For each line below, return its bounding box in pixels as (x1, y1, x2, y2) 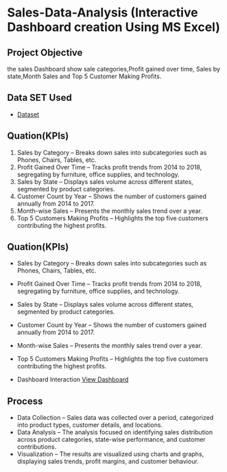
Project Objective (7, 47, 83, 58)
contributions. (16, 442, 57, 451)
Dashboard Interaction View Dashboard (16, 375, 129, 383)
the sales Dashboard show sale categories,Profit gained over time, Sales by (7, 65, 221, 73)
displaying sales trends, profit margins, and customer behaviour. (16, 458, 199, 466)
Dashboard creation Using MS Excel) (7, 19, 221, 35)
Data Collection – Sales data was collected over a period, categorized (16, 414, 214, 422)
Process (7, 395, 43, 407)
